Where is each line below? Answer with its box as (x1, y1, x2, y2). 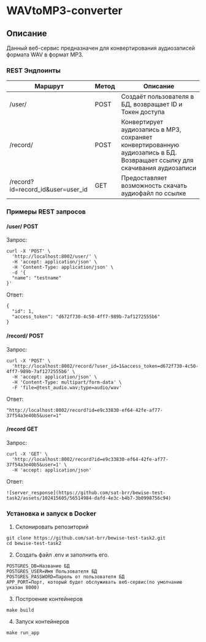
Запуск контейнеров (15, 618, 69, 625)
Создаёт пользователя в (121, 93, 194, 101)
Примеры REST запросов (6, 207, 86, 216)
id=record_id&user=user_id (9, 185, 88, 194)
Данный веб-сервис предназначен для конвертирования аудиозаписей (6, 44, 195, 52)
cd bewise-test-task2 (6, 541, 62, 547)
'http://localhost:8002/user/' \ (12, 253, 97, 260)
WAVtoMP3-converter (6, 4, 123, 18)
